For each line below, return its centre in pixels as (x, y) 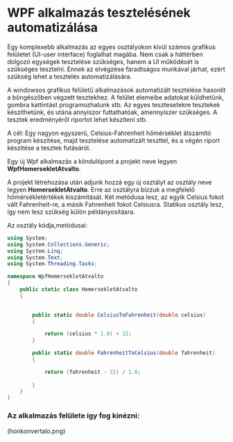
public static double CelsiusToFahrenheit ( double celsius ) (119, 315)
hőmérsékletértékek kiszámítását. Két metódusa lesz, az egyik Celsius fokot (115, 197)
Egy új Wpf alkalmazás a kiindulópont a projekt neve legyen (92, 161)
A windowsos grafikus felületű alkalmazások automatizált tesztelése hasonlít (116, 90)
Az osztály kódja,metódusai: (48, 225)
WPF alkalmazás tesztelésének (99, 13)
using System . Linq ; (35, 251)
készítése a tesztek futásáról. (49, 148)
